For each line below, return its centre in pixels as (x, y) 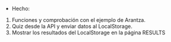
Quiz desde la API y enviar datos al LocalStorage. (72, 26)
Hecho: (21, 9)
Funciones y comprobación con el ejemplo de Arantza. (79, 20)
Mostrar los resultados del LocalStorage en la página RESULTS (88, 33)
